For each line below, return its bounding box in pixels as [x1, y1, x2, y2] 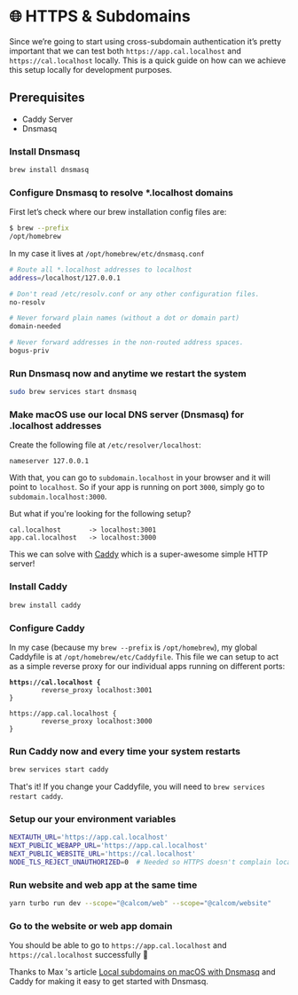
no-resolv [9, 297, 46, 307]
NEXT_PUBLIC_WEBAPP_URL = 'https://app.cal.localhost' [9, 841, 208, 850]
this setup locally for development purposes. [9, 64, 173, 75]
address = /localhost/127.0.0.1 [9, 273, 122, 282]
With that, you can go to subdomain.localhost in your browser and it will [9, 472, 271, 483]
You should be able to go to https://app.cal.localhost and [9, 940, 227, 951]
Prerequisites [9, 91, 85, 106]
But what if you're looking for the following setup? [9, 509, 192, 519]
